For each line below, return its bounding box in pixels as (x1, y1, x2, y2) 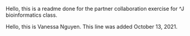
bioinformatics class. (5, 11, 58, 19)
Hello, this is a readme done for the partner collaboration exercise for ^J (5, 5, 185, 12)
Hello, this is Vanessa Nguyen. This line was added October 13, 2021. (5, 23, 178, 30)
